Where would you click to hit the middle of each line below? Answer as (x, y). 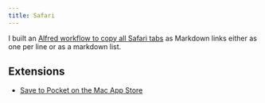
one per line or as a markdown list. (65, 46)
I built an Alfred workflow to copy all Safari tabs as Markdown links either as (132, 38)
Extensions (37, 72)
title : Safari (32, 15)
